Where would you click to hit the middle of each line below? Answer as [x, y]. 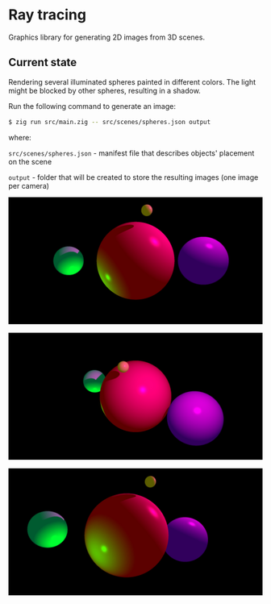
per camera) [29, 185]
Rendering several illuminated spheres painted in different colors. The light [132, 81]
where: [20, 137]
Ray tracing [48, 15]
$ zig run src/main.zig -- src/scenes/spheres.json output [110, 122]
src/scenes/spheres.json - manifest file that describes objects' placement [131, 153]
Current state [43, 62]
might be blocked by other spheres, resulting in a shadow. [105, 90]
